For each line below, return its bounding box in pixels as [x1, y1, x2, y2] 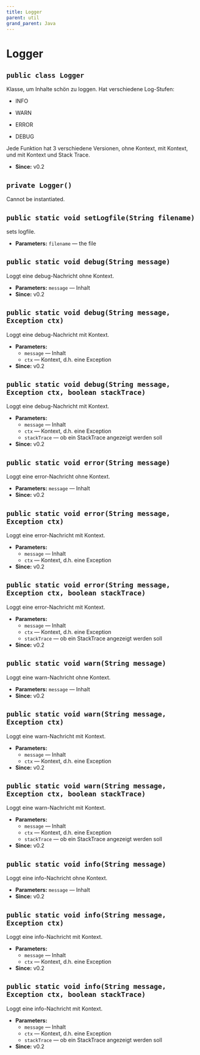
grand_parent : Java [6, 20, 56, 26]
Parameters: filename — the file [15, 240, 96, 247]
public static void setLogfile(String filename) [6, 213, 195, 222]
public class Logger [6, 71, 85, 79]
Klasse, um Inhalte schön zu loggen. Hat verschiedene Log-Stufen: [6, 86, 175, 93]
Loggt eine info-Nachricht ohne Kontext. [6, 875, 108, 882]
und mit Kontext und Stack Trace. [6, 151, 90, 159]
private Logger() [6, 181, 72, 189]
